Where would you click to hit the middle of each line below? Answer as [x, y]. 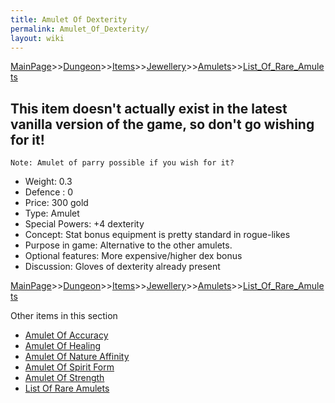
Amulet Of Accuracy [66, 335]
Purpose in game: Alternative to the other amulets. [128, 245]
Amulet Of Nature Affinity [77, 357]
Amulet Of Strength [64, 378]
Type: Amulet [52, 213]
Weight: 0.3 [48, 182]
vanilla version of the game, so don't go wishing [162, 124]
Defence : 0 [49, 192]
